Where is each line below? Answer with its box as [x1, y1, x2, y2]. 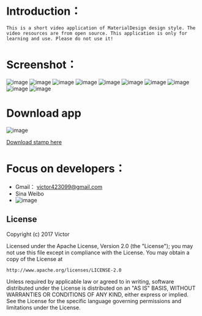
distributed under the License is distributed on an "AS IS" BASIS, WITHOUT [6, 284, 196, 292]
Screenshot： [6, 58, 78, 72]
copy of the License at [6, 255, 63, 262]
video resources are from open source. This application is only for [6, 30, 188, 36]
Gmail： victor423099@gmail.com [15, 183, 103, 190]
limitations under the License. [6, 304, 81, 311]
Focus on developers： [6, 162, 126, 175]
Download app [6, 106, 81, 120]
